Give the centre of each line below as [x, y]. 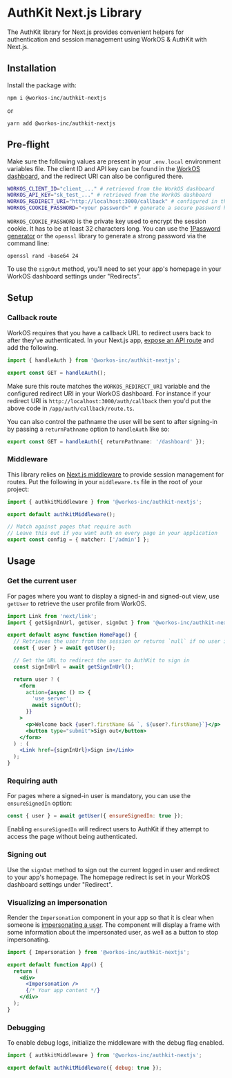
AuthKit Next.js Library [75, 13]
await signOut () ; [57, 705]
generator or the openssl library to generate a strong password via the [107, 236]
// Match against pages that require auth [69, 527]
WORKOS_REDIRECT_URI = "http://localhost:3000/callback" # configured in [112, 202]
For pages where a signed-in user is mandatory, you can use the [99, 796]
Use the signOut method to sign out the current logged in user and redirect [113, 869]
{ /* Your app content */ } [62, 991]
